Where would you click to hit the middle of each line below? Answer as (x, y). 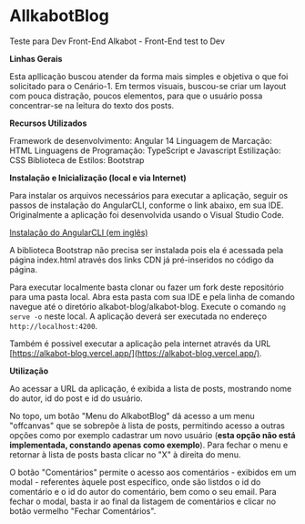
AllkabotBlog (59, 16)
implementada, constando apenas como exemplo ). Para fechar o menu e (149, 445)
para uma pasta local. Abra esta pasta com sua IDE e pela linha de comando (152, 296)
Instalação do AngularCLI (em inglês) (79, 232)
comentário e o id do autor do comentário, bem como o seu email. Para (143, 491)
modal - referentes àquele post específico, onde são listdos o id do (135, 482)
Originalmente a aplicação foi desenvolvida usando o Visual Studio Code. (147, 214)
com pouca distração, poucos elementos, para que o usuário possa (136, 96)
